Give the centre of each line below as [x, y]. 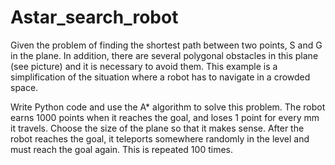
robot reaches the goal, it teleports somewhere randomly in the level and [160, 138]
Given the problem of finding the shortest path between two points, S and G [166, 45]
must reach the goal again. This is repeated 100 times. [121, 149]
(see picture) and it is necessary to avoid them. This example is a [144, 66]
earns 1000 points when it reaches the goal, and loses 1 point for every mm [165, 117]
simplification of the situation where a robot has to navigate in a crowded [160, 77]
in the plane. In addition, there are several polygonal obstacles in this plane [164, 55]
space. [24, 87]
